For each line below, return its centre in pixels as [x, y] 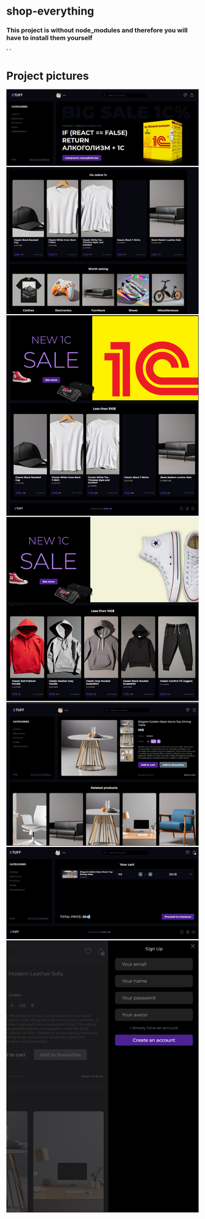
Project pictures [48, 76]
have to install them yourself [49, 38]
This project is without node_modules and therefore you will [97, 30]
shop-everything [50, 11]
